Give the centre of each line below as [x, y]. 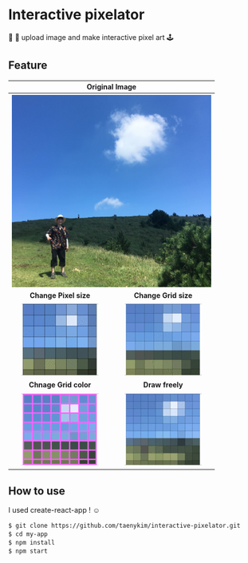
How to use [37, 491]
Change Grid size [163, 295]
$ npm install [32, 542]
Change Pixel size [60, 295]
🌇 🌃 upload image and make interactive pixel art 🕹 [91, 37]
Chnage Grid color [60, 385]
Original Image [112, 87]
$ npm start [28, 551]
